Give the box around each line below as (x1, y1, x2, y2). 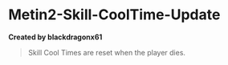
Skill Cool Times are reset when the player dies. (27, 47, 186, 57)
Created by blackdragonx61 (8, 32, 103, 42)
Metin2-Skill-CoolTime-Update (8, 6, 221, 24)
